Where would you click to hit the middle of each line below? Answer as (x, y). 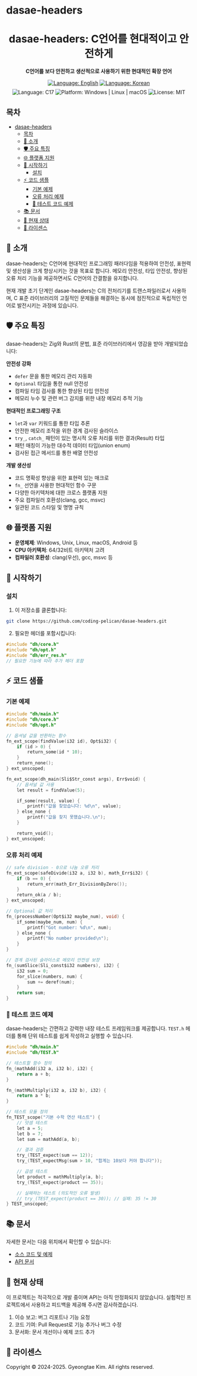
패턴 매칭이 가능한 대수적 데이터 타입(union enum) (72, 445)
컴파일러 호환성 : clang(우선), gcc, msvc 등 (64, 557)
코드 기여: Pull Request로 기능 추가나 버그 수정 (68, 1324)
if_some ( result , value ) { (49, 801)
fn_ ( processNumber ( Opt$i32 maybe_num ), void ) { (66, 916)
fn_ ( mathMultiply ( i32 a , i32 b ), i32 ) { (56, 1090)
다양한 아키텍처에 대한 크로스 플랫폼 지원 (61, 492)
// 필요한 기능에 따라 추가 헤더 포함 (45, 661)
